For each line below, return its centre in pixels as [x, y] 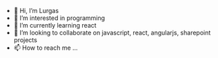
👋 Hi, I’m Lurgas [36, 11]
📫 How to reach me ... [46, 48]
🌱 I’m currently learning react [55, 25]
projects [26, 40]
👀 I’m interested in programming [59, 18]
